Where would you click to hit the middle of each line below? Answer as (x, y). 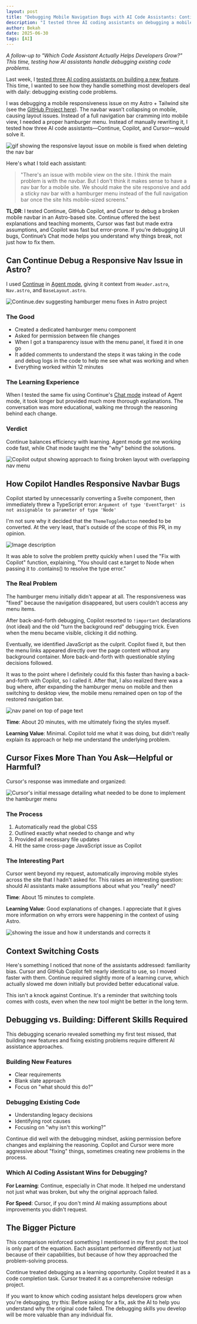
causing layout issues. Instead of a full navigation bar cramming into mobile (97, 116)
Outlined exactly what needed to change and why (74, 833)
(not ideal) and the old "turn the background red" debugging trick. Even (92, 626)
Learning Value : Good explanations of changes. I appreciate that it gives (94, 909)
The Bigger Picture (41, 1228)
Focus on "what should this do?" (54, 1087)
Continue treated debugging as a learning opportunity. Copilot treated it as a (98, 1272)
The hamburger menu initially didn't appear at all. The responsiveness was (96, 596)
